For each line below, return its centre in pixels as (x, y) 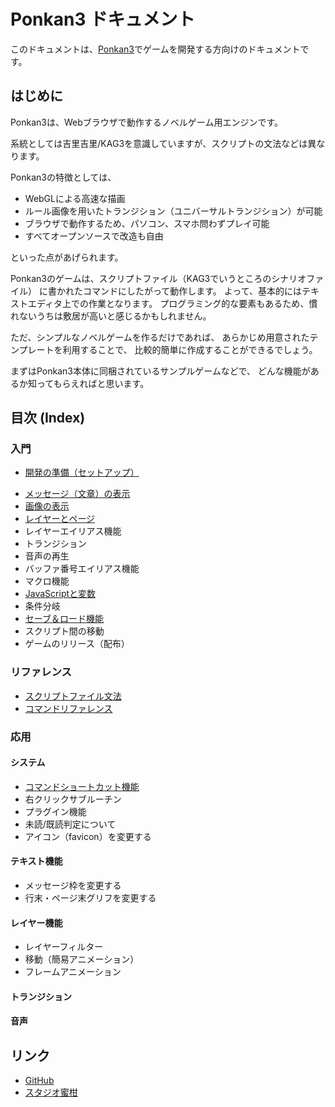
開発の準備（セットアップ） (82, 472)
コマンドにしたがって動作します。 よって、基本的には (192, 291)
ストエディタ (36, 303)
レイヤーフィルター (64, 947)
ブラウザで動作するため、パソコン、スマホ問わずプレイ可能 (147, 223)
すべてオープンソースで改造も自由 (94, 236)
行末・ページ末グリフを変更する (90, 898)
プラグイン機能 (55, 811)
